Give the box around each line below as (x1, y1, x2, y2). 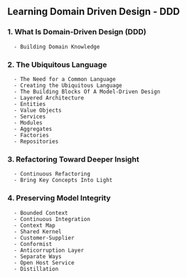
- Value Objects (14, 107, 62, 114)
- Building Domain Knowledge (14, 43, 100, 50)
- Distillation (14, 265, 59, 272)
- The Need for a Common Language (14, 75, 116, 82)
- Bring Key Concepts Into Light (14, 177, 113, 184)
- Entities (14, 100, 46, 107)
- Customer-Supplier (14, 234, 75, 241)
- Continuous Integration (14, 215, 91, 223)
